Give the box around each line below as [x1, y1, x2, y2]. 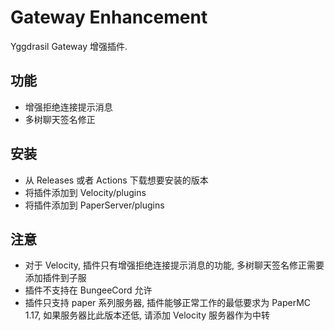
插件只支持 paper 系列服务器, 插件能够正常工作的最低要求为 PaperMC [24, 297, 312, 309]
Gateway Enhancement [10, 6, 208, 29]
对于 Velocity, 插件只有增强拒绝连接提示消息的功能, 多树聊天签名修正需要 [24, 259, 325, 271]
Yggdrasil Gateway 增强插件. [10, 40, 128, 52]
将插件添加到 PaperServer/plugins [24, 199, 165, 211]
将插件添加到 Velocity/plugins [24, 186, 147, 198]
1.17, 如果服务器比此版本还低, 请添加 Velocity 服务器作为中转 [24, 309, 271, 321]
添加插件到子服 [24, 272, 87, 284]
